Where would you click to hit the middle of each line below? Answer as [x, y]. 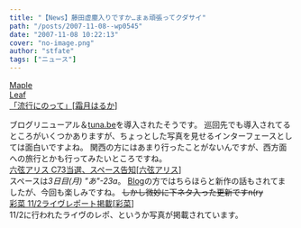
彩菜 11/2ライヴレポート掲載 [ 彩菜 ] [72, 203]
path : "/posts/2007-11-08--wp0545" [76, 26]
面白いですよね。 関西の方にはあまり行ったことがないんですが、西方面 [156, 147]
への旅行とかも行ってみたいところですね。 [88, 158]
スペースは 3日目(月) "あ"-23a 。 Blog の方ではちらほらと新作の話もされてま [148, 181]
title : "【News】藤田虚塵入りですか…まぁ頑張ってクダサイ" [108, 18]
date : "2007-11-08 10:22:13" [64, 34]
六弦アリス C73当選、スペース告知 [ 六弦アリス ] [96, 169]
